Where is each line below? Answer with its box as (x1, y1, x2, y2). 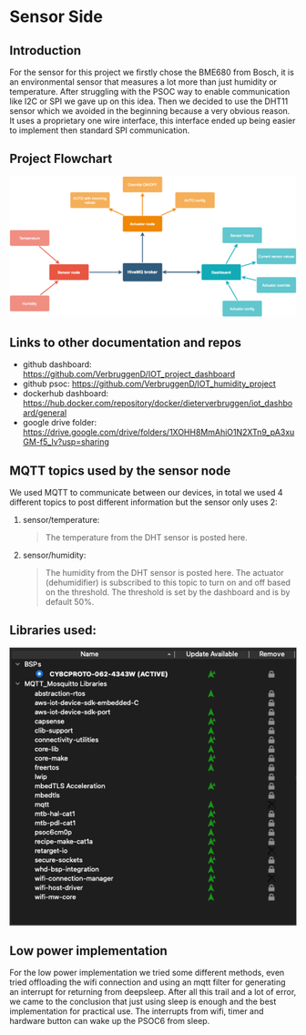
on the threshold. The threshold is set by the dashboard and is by (45, 587, 291, 598)
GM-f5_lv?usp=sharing (22, 436, 109, 447)
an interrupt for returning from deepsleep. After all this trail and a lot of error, (9, 987, 297, 998)
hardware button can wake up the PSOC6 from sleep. (9, 1016, 210, 1027)
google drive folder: (22, 417, 97, 428)
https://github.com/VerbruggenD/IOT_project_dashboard (22, 369, 236, 380)
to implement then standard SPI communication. (9, 125, 190, 136)
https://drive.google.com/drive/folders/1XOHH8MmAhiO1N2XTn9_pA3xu (22, 426, 295, 438)
